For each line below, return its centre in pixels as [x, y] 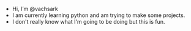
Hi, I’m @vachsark [35, 9]
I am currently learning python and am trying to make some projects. [99, 15]
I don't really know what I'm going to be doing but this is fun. [88, 22]
